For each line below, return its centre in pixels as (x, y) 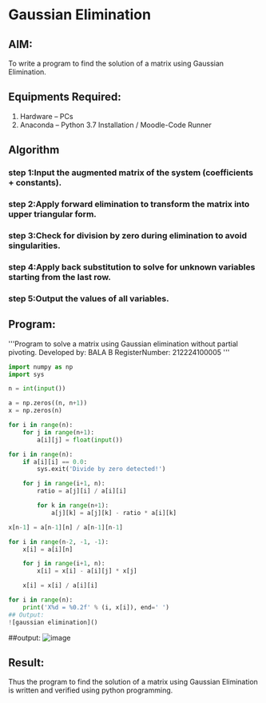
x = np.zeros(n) (35, 411)
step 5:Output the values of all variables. (89, 298)
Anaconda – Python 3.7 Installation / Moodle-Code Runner (115, 125)
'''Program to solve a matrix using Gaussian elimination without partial (123, 344)
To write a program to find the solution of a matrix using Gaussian (116, 63)
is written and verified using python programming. (91, 690)
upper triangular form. (53, 214)
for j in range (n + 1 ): (58, 432)
